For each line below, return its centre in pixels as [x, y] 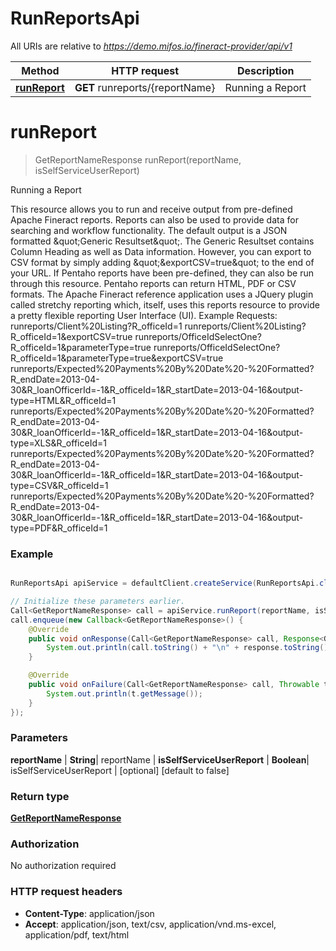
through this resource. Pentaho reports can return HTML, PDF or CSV [153, 283]
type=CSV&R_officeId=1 [59, 485]
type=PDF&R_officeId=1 [59, 528]
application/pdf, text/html [77, 934]
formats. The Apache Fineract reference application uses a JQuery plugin [162, 294]
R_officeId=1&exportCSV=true [71, 336]
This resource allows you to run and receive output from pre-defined [151, 209]
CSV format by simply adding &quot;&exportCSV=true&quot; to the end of [162, 262]
